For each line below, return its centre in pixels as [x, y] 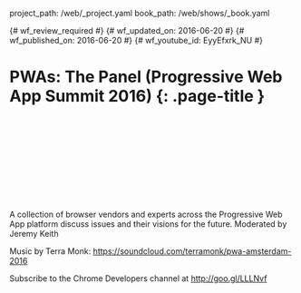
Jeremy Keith [34, 233]
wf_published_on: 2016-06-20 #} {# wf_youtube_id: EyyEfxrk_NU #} [136, 40]
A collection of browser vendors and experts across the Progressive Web [146, 214]
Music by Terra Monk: [50, 251]
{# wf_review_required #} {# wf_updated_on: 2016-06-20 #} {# [127, 30]
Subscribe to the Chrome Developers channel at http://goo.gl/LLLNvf [138, 278]
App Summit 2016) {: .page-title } [137, 97]
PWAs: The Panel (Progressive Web [146, 77]
